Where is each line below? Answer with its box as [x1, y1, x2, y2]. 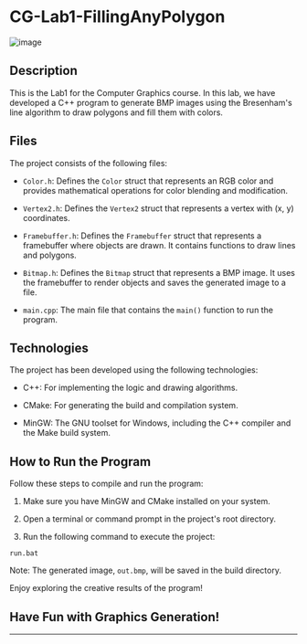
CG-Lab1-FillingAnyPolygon [9, 6, 226, 27]
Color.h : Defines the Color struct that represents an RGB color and [22, 175, 274, 186]
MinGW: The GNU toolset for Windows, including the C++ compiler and [22, 417, 291, 428]
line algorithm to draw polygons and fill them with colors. [9, 107, 224, 118]
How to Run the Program [9, 454, 152, 470]
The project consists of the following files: [9, 157, 167, 168]
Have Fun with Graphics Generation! [9, 609, 220, 625]
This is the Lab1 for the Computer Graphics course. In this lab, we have [9, 87, 276, 98]
